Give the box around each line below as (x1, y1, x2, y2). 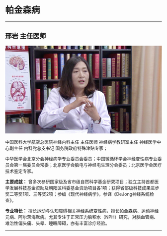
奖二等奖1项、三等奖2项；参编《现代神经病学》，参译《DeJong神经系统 (5, 191, 150, 197)
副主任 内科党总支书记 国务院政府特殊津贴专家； (9, 145, 108, 151)
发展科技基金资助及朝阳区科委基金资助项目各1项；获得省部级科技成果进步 (9, 185, 160, 191)
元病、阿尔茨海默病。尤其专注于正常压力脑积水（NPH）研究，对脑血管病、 (5, 214, 158, 220)
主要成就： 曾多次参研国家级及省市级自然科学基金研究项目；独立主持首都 (5, 179, 155, 185)
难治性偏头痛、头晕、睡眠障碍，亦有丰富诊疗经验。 (5, 220, 110, 226)
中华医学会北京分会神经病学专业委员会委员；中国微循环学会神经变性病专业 (5, 156, 158, 162)
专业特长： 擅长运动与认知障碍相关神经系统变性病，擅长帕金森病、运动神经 (5, 208, 159, 214)
